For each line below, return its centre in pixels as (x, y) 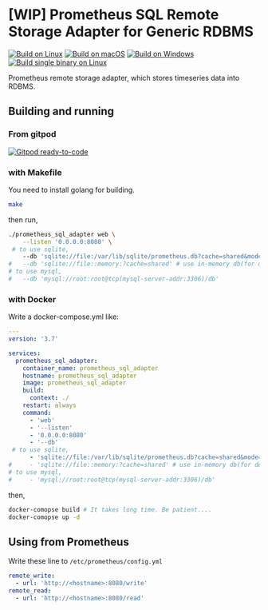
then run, (23, 219)
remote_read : (30, 591)
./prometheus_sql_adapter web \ (62, 234)
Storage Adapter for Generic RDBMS (131, 32)
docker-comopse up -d (44, 517)
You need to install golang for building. (72, 189)
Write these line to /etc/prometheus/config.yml (86, 561)
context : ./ (49, 398)
